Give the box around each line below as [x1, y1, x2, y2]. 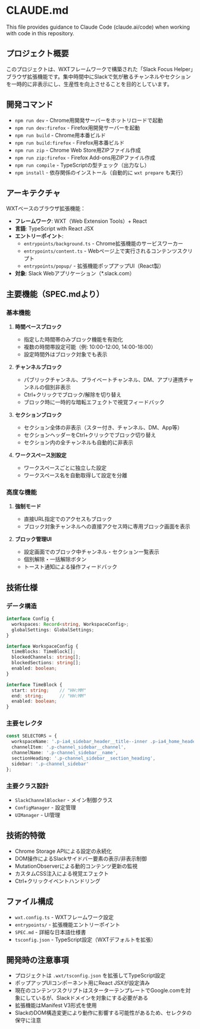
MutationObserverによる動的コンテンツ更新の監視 [14, 862, 138, 870]
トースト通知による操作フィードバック [23, 563, 118, 570]
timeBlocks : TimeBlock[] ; [11, 649, 76, 655]
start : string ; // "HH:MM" [11, 687, 86, 693]
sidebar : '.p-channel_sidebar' [11, 761, 89, 767]
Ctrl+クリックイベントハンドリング [14, 877, 101, 884]
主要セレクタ [6, 719, 43, 727]
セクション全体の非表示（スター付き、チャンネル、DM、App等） [23, 424, 183, 431]
